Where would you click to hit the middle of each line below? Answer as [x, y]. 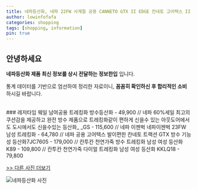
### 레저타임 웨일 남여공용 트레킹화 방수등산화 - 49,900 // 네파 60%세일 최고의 [98, 112]
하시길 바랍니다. [24, 93]
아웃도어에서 [175, 119]
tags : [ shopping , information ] [44, 28]
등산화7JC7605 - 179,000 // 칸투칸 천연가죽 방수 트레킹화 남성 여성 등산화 [98, 141]
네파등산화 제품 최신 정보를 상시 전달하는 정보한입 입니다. [71, 73]
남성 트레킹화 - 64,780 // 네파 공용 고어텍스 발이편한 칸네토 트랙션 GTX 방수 [93, 134]
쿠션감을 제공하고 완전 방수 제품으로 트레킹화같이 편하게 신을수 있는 [83, 119]
